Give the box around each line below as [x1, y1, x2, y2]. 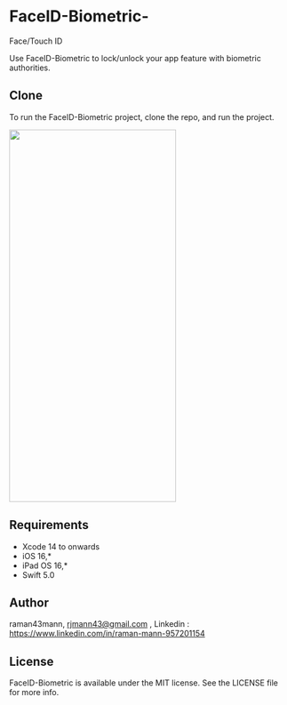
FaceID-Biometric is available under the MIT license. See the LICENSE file [9, 677, 278, 688]
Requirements [9, 517, 89, 533]
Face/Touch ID [9, 36, 63, 46]
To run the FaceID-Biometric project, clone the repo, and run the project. [9, 111, 275, 122]
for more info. [9, 687, 60, 698]
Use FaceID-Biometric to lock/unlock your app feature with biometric [9, 52, 262, 63]
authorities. [9, 62, 51, 73]
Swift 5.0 [21, 569, 55, 580]
